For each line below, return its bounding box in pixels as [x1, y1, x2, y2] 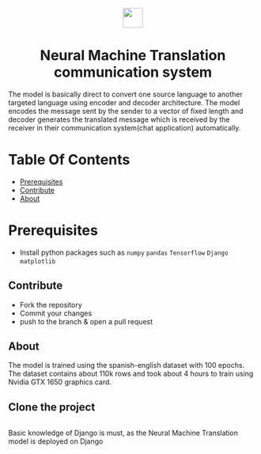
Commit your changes [19, 308, 93, 318]
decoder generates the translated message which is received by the [8, 115, 230, 124]
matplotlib [19, 257, 56, 265]
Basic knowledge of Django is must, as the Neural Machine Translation [8, 428, 239, 438]
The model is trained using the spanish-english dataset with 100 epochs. [8, 361, 245, 370]
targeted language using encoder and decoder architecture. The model [8, 97, 240, 107]
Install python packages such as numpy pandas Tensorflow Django [19, 248, 229, 257]
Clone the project [8, 400, 96, 414]
